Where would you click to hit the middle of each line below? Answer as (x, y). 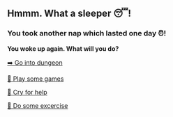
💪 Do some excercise (38, 105)
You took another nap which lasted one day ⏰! (87, 33)
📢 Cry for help (27, 92)
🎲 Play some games (36, 79)
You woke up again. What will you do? (63, 48)
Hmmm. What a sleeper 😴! (69, 14)
